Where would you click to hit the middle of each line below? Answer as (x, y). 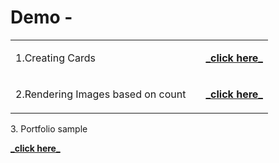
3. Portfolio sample (49, 128)
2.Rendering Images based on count (101, 94)
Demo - (41, 17)
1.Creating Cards (55, 58)
